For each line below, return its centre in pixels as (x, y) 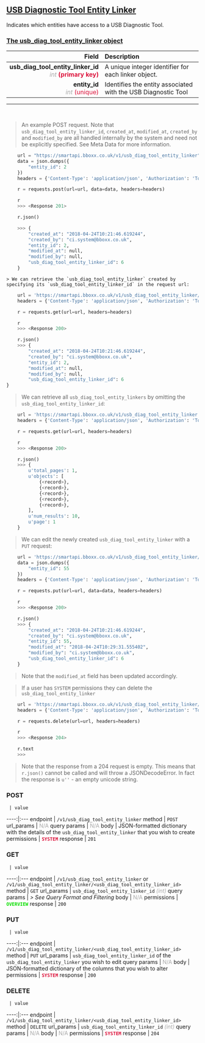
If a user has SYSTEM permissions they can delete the (87, 688)
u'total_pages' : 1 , (53, 471)
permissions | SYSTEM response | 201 (51, 839)
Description (122, 56)
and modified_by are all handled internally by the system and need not (109, 138)
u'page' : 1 (42, 522)
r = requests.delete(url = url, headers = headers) (79, 721)
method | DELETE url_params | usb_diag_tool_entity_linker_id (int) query (99, 1027)
